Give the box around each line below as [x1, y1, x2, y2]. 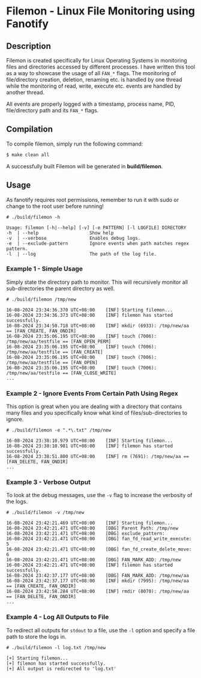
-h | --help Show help [6, 230, 114, 236]
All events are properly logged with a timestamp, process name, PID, [6, 100, 176, 108]
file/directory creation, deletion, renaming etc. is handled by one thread [6, 76, 182, 83]
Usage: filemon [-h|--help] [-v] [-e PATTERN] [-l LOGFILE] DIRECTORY [6, 224, 187, 231]
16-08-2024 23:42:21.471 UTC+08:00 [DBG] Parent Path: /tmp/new [6, 525, 179, 531]
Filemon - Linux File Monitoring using [6, 4, 196, 18]
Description [6, 41, 51, 51]
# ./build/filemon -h [6, 214, 61, 220]
